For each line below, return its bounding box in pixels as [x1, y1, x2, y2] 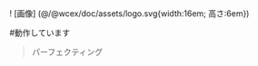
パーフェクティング [31, 47, 104, 57]
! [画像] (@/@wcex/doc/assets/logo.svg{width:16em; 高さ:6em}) [9, 8, 250, 19]
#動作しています [9, 27, 71, 38]
